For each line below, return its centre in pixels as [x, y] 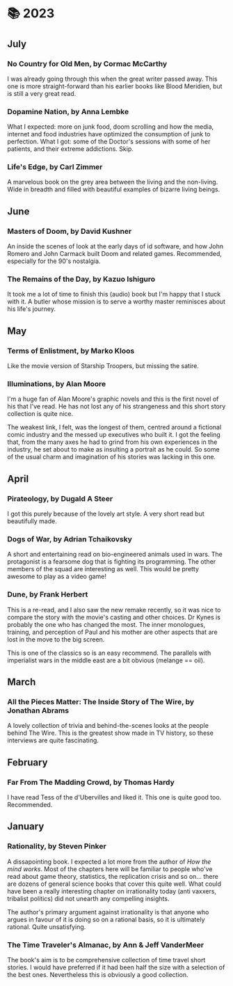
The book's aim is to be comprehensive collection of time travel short [106, 960]
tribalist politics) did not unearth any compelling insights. [88, 898]
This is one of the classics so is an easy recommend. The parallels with [109, 653]
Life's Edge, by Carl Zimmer [55, 167]
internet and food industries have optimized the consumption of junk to [109, 134]
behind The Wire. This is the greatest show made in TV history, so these [111, 733]
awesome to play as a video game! [57, 577]
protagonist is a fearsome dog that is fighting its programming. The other [112, 562]
